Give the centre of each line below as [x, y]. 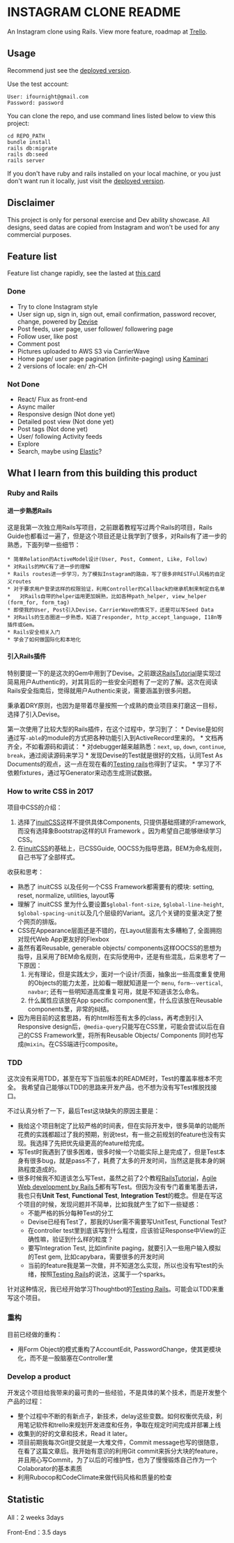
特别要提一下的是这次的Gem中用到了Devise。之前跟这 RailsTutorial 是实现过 [114, 673]
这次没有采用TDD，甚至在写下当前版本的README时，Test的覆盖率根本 [109, 1079]
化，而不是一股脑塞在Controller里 [65, 1358]
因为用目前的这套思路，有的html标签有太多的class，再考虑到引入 [110, 1017]
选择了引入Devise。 [36, 714]
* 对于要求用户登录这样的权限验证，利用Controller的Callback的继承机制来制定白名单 [116, 589]
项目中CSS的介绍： [35, 807]
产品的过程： [25, 1401]
